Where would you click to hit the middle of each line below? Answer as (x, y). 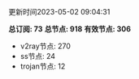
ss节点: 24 (37, 56)
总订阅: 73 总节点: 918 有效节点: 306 (70, 29)
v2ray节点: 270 (46, 46)
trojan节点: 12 (43, 66)
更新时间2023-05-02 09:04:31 (59, 12)
